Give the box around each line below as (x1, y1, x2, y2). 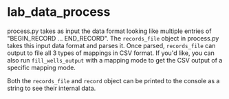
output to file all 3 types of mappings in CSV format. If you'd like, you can (7, 49, 215, 57)
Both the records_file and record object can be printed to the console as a (7, 76, 220, 85)
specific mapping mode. (7, 63, 76, 71)
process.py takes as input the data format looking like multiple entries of (7, 27, 212, 35)
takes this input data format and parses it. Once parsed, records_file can (7, 41, 216, 49)
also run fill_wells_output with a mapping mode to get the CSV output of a (7, 56, 223, 64)
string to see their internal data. (7, 84, 96, 92)
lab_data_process (7, 4, 111, 20)
